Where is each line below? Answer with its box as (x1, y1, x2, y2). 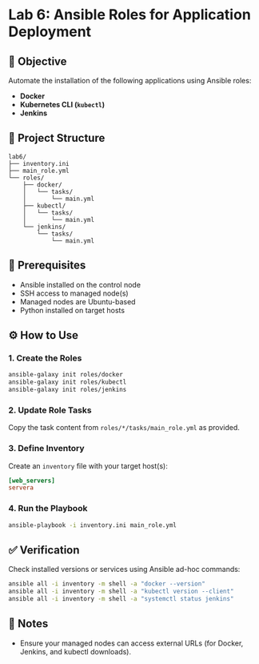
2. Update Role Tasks (8, 404, 92, 416)
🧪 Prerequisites (8, 259, 86, 272)
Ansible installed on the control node (19, 280, 141, 289)
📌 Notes (8, 617, 49, 630)
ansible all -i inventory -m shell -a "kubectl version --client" (8, 587, 234, 596)
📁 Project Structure (8, 131, 106, 145)
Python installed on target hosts (19, 305, 126, 315)
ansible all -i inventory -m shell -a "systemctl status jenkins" (8, 595, 234, 603)
